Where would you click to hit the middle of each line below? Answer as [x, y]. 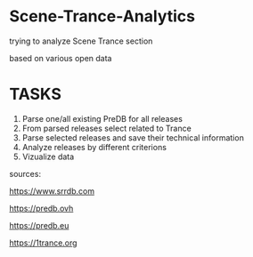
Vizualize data [48, 157]
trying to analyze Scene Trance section [81, 41]
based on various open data [61, 58]
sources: [25, 173]
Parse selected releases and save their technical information [133, 137]
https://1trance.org [43, 243]
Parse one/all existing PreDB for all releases [102, 118]
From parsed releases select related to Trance [106, 128]
